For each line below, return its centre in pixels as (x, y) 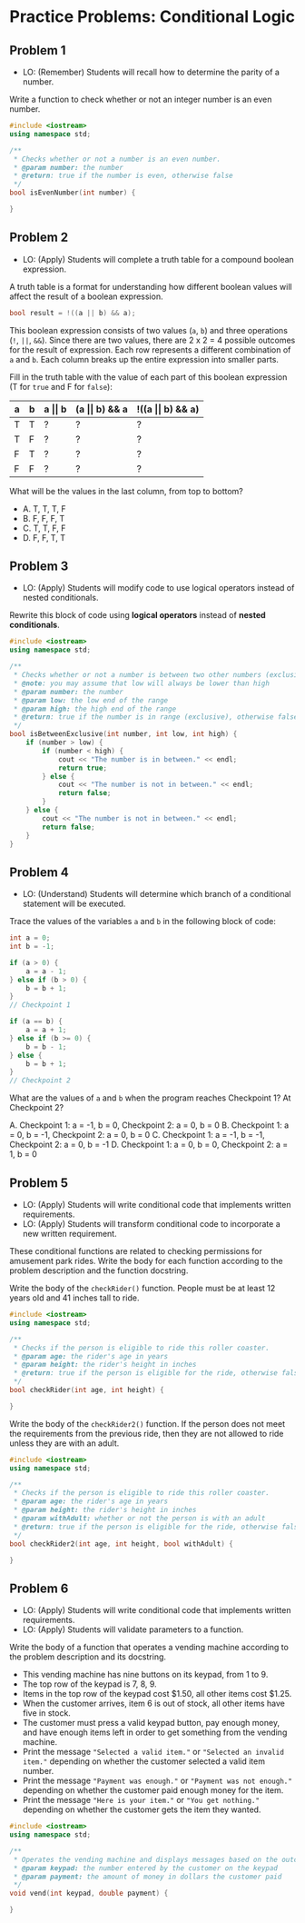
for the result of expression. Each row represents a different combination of (150, 349)
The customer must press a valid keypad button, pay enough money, (151, 1723)
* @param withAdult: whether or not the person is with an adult (139, 1519)
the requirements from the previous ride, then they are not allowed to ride (147, 1433)
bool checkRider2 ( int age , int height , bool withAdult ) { (121, 1544)
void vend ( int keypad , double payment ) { (89, 1893)
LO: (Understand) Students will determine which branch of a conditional (157, 894)
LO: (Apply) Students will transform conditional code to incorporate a (152, 1224)
